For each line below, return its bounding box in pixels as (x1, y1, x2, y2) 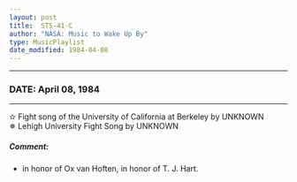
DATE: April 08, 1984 (9, 83, 100, 95)
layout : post (9, 12, 57, 22)
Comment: (9, 141, 49, 152)
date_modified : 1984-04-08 (9, 46, 109, 55)
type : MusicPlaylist (9, 37, 86, 47)
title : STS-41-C (9, 21, 73, 30)
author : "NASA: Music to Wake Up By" (9, 29, 148, 38)
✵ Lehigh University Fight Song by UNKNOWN (9, 121, 179, 132)
